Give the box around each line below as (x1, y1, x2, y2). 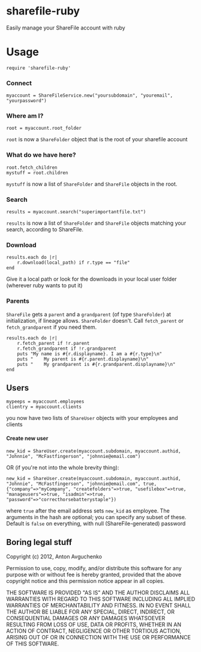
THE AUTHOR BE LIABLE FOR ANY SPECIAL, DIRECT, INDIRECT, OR (6, 608, 175, 615)
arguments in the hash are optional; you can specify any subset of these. (6, 513, 187, 520)
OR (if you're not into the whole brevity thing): (6, 464, 119, 471)
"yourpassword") (6, 98, 47, 104)
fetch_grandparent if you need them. (6, 323, 97, 331)
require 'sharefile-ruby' (6, 65, 71, 71)
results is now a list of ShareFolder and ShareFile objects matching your (6, 219, 187, 227)
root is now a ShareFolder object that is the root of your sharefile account (6, 136, 188, 143)
